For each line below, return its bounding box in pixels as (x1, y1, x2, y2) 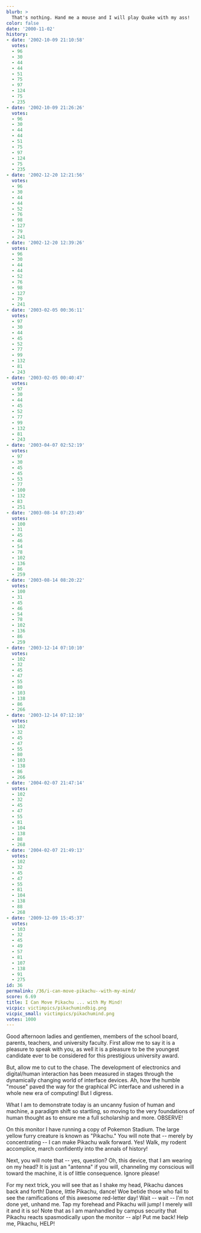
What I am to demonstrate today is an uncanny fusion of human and (6, 1101, 175, 1108)
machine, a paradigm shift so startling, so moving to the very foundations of (6, 1108, 195, 1115)
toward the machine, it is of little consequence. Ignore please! (6, 1169, 160, 1177)
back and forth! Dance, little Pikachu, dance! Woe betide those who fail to (6, 1188, 189, 1195)
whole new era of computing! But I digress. (6, 1090, 113, 1097)
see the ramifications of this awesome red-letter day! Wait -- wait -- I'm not (6, 1194, 194, 1202)
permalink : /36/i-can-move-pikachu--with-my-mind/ (6, 988, 136, 995)
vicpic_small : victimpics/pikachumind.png (6, 1010, 115, 1017)
